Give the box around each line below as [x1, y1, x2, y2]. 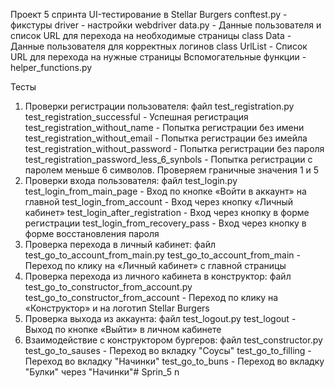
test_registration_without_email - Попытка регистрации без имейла [24, 132, 308, 144]
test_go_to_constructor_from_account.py [24, 281, 193, 293]
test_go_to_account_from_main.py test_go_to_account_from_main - [24, 249, 301, 261]
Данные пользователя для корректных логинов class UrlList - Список [10, 40, 308, 52]
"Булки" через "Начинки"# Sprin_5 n [24, 366, 180, 378]
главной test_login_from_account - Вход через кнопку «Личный [24, 196, 294, 208]
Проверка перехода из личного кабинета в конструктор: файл [24, 270, 292, 282]
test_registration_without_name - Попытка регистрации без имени [24, 122, 305, 133]
